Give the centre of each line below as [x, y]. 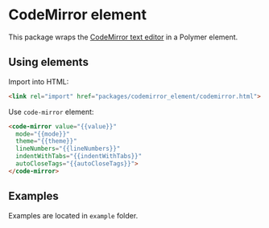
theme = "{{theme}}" [47, 141]
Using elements [48, 62]
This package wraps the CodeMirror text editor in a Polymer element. [123, 37]
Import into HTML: [39, 81]
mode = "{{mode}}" [43, 134]
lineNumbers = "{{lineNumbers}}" [68, 149]
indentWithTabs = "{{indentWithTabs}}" [79, 157]
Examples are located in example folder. [73, 215]
